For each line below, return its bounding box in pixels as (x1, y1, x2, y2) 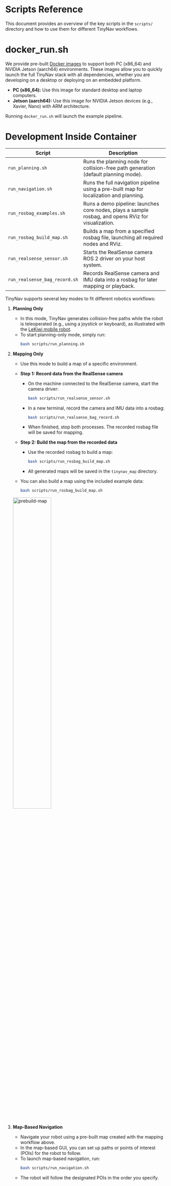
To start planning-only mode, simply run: (20, 331, 106, 337)
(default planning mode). (83, 171, 142, 178)
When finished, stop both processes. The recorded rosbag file (27, 424, 159, 430)
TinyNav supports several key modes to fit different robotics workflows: (5, 295, 156, 302)
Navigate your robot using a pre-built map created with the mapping (20, 1134, 163, 1140)
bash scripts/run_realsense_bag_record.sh (27, 415, 120, 420)
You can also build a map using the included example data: (20, 478, 144, 485)
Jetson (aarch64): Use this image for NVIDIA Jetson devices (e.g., (12, 98, 153, 104)
